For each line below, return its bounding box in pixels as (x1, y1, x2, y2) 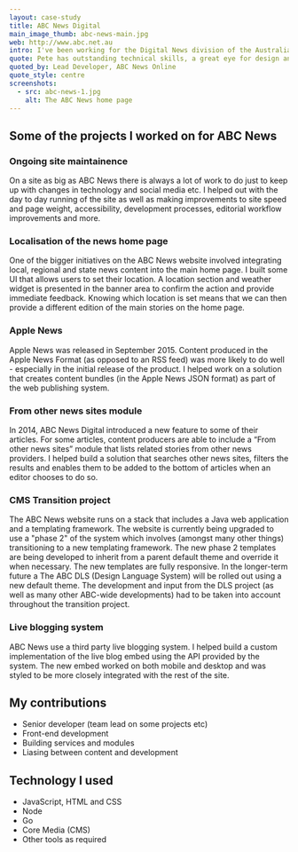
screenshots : (9, 79, 58, 88)
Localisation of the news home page (9, 234, 169, 247)
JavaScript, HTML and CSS (21, 796, 122, 808)
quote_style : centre (9, 71, 86, 80)
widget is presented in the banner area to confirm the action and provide (9, 283, 275, 294)
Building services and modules (21, 738, 135, 748)
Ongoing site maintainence (9, 154, 129, 167)
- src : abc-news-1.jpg (17, 87, 101, 96)
